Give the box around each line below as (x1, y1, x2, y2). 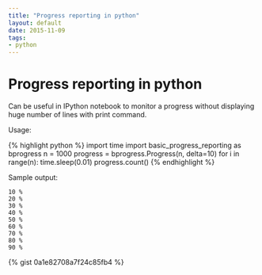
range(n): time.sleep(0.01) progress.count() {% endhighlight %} (8, 158, 215, 167)
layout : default (8, 19, 62, 27)
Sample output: (8, 173, 58, 182)
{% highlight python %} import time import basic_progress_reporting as (8, 140, 241, 151)
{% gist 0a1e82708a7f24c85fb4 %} (8, 258, 124, 267)
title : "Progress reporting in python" (8, 11, 140, 20)
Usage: (8, 125, 32, 135)
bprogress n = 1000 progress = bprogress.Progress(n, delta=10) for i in (8, 149, 240, 159)
